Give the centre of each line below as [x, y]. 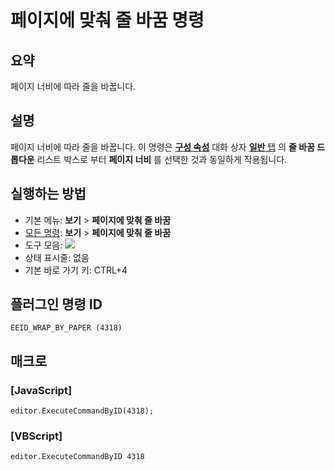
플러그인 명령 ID [56, 304]
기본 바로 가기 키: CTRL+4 [76, 270]
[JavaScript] [41, 390]
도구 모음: [43, 245]
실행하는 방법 [48, 194]
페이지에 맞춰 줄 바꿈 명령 [107, 20]
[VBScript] [36, 436]
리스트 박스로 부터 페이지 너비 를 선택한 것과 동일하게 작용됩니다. [162, 159]
